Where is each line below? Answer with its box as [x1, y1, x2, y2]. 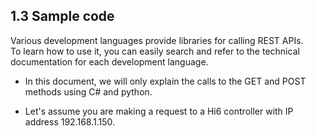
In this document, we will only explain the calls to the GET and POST [24, 75, 307, 87]
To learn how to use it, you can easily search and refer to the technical [10, 45, 300, 57]
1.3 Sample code [10, 8, 115, 25]
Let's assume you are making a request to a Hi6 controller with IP [24, 105, 294, 117]
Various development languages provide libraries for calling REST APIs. [10, 34, 304, 46]
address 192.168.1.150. [24, 115, 116, 128]
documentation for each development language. [10, 55, 209, 68]
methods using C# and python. [24, 85, 153, 98]
